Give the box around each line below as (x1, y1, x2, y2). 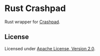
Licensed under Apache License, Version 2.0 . (4, 45, 96, 51)
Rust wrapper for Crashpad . (4, 19, 60, 25)
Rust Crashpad (4, 3, 66, 14)
